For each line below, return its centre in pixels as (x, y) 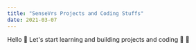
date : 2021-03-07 (32, 20)
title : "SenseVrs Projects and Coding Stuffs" (75, 13)
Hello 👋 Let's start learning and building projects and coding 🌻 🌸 (98, 39)
